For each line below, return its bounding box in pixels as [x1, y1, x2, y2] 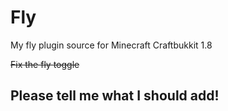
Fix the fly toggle [10, 58, 80, 70]
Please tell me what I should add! [10, 87, 220, 105]
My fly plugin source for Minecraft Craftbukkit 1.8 [10, 39, 213, 51]
